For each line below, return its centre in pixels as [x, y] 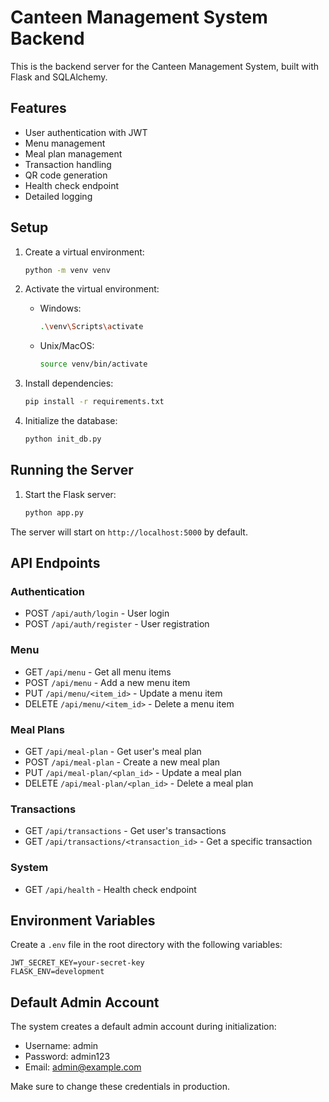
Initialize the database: [71, 421]
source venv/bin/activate [93, 364]
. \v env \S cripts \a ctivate [91, 327]
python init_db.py [63, 439]
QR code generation [66, 175]
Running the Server [72, 470]
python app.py [54, 512]
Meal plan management [73, 153]
